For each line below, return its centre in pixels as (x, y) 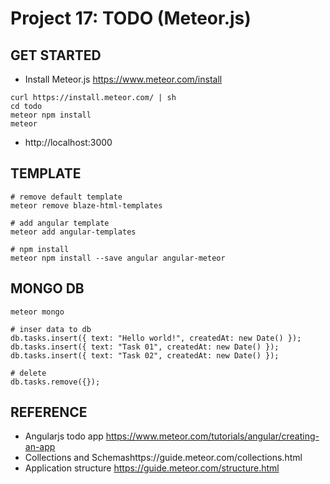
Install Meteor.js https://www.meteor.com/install (123, 79)
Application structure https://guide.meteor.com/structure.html (152, 468)
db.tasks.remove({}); (55, 382)
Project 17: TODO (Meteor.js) (131, 18)
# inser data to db (51, 329)
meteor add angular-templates (73, 232)
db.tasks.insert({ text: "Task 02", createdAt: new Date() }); (145, 355)
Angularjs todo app (64, 436)
